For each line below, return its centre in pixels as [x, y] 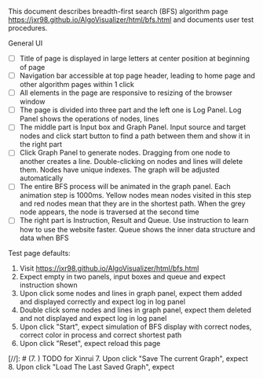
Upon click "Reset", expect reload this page [90, 343]
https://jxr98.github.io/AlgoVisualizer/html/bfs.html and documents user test [131, 20]
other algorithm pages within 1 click [77, 85]
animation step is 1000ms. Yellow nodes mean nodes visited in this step [135, 195]
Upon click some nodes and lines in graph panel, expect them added [131, 293]
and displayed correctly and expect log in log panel [102, 301]
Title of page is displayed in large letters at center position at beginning [134, 58]
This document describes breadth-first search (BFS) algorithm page [118, 11]
